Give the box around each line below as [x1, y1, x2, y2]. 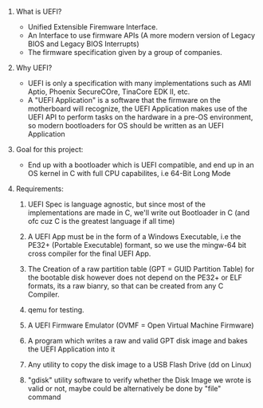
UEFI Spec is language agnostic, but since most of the [27, 199, 206, 209]
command [27, 392, 61, 402]
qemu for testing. [27, 305, 85, 314]
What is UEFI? [15, 7, 62, 16]
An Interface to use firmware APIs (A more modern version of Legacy [27, 31, 256, 40]
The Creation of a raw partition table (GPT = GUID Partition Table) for [27, 265, 255, 273]
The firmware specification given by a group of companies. [27, 48, 223, 57]
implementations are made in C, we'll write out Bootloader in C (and [27, 208, 250, 218]
